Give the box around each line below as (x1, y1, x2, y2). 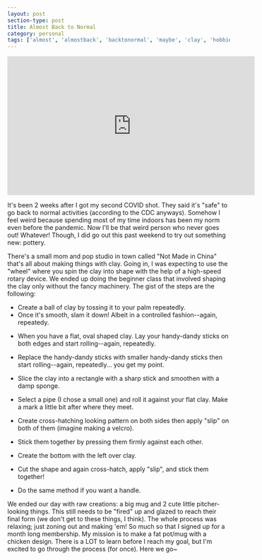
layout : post (7, 10, 46, 18)
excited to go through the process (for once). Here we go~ (7, 544, 178, 554)
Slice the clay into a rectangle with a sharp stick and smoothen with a (17, 375, 220, 383)
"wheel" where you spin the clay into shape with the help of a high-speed (7, 267, 221, 276)
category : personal (7, 30, 65, 37)
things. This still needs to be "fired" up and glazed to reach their (30, 507, 217, 516)
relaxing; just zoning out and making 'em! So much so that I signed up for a (7, 523, 225, 531)
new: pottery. (7, 238, 46, 247)
